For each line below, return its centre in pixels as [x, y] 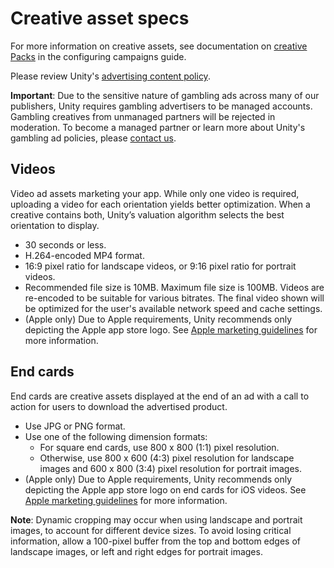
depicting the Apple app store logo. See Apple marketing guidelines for [171, 329]
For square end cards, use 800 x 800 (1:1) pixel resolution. [159, 447]
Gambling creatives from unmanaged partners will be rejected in [143, 116]
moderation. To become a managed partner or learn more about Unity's [158, 127]
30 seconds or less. [65, 244]
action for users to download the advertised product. [119, 406]
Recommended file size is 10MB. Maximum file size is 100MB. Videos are [174, 287]
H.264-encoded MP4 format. [84, 255]
